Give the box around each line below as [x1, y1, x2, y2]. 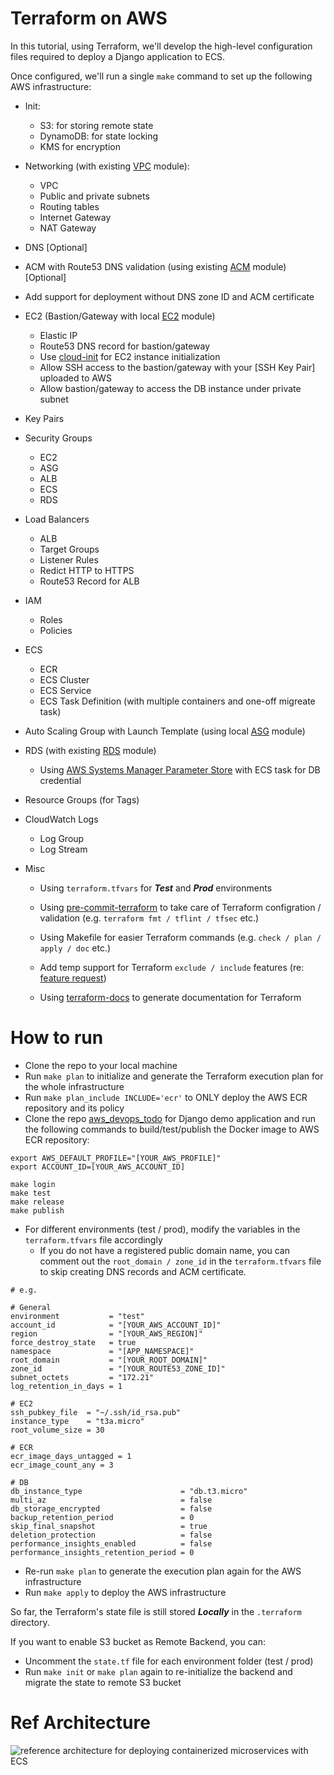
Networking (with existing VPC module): [24, 160, 190, 172]
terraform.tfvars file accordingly [24, 1233, 163, 1246]
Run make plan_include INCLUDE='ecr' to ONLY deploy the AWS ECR [24, 1091, 308, 1103]
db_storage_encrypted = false [10, 1503, 213, 1514]
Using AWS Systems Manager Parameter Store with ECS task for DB [39, 763, 321, 776]
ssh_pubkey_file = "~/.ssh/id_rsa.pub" [10, 1407, 182, 1417]
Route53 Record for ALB [39, 575, 140, 587]
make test [10, 1188, 52, 1198]
